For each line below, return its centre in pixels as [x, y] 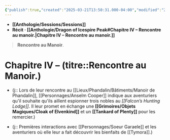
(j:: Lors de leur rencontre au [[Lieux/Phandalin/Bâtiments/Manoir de [83, 90]
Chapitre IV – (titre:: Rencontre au [76, 65]
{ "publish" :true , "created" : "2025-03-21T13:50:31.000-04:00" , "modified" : [83, 10]
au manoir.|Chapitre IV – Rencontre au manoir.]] [63, 35]
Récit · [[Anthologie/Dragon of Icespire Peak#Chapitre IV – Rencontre [87, 30]
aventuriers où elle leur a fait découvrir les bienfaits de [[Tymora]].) [82, 132]
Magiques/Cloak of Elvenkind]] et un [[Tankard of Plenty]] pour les [84, 111]
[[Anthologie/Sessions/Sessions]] [49, 24]
